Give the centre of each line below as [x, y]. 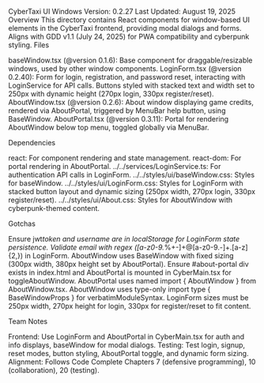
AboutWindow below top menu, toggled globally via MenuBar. [109, 127]
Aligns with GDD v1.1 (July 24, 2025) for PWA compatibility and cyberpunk [129, 36]
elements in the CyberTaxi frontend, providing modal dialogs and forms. [125, 28]
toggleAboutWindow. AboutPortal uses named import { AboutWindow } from [132, 281]
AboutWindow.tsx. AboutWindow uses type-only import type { [109, 289]
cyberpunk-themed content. [54, 208]
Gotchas [22, 223]
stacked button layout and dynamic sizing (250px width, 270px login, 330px [132, 191]
